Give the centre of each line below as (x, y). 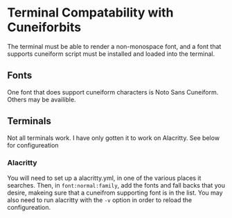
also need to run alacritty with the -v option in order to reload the (100, 200)
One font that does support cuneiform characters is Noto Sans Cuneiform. (113, 92)
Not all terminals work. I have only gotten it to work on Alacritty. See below (114, 138)
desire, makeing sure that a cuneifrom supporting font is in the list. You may (115, 192)
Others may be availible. (42, 99)
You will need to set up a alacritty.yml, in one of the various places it (104, 178)
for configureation (33, 145)
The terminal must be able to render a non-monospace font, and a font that (114, 46)
